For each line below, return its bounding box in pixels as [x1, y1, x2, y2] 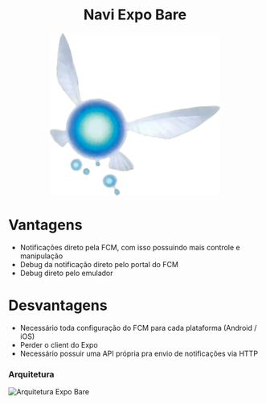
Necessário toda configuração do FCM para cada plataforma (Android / [19, 323, 257, 332]
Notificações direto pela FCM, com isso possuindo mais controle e [19, 242, 240, 252]
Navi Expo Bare [83, 6, 187, 24]
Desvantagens [8, 296, 108, 315]
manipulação [19, 251, 63, 261]
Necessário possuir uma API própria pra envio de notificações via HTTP [19, 348, 259, 358]
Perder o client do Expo [19, 340, 98, 349]
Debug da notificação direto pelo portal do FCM [19, 259, 179, 269]
